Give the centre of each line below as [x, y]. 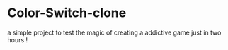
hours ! [18, 39]
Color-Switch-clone [67, 13]
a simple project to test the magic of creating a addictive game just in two [114, 32]
